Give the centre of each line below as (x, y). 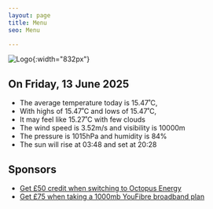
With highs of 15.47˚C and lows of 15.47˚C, (88, 112)
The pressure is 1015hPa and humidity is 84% (93, 136)
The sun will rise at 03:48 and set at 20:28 (88, 145)
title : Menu (28, 23)
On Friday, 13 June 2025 (69, 84)
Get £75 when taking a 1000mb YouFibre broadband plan (112, 196)
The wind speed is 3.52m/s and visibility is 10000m (103, 128)
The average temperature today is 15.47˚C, (88, 103)
